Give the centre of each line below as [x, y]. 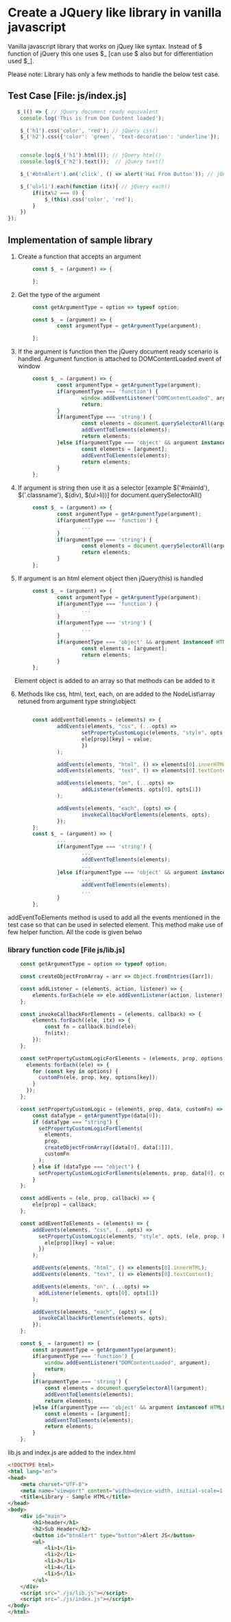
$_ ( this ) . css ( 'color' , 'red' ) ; [89, 199]
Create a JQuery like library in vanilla [115, 13]
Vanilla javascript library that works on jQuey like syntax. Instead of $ [105, 46]
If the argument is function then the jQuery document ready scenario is [118, 351]
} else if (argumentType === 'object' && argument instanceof [120, 1407]
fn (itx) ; [57, 1033]
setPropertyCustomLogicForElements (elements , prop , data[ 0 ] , [127, 1173]
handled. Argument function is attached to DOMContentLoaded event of [120, 359]
